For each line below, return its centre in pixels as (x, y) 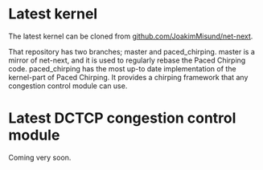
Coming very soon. (40, 157)
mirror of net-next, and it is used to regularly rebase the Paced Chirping (127, 60)
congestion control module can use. (68, 86)
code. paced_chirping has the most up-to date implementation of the (122, 68)
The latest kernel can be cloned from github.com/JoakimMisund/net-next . (131, 36)
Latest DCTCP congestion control (122, 118)
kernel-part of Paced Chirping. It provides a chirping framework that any (128, 77)
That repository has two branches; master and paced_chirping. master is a (132, 51)
